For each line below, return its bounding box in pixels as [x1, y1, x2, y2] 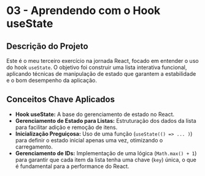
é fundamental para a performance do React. [15, 163, 130, 170]
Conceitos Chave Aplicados [6, 94, 115, 105]
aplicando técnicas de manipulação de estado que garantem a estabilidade [6, 70, 196, 77]
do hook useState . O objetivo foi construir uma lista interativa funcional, [6, 64, 187, 71]
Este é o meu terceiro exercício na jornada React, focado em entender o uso [6, 57, 199, 64]
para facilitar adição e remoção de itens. [15, 123, 118, 131]
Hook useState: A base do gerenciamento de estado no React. [15, 111, 175, 118]
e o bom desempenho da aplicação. [6, 77, 97, 84]
